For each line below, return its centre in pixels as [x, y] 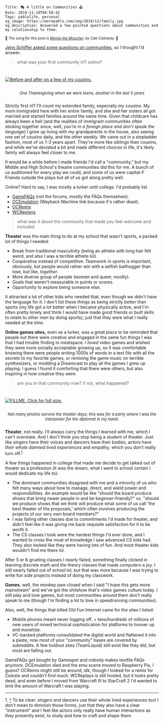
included [26, 227]
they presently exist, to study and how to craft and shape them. [69, 715]
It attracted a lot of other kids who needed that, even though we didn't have [81, 297]
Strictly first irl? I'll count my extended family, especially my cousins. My [78, 106]
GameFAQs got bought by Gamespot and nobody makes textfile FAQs [75, 660]
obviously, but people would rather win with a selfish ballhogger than [82, 266]
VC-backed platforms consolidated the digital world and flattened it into [84, 635]
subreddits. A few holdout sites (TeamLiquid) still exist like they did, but [84, 645]
